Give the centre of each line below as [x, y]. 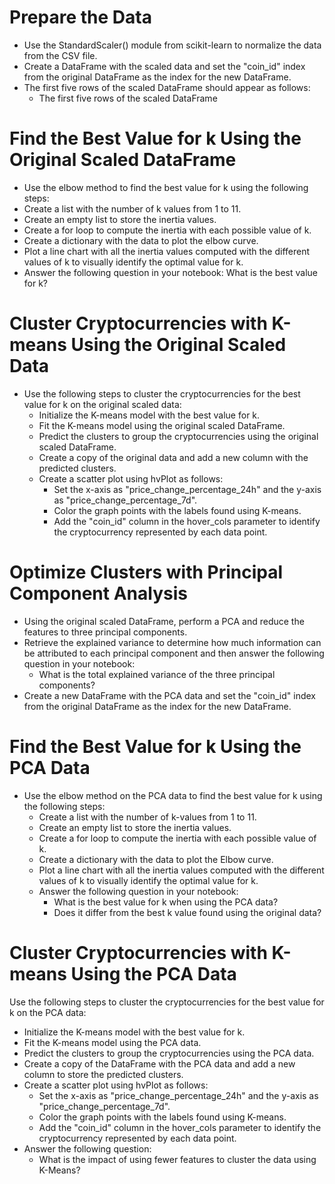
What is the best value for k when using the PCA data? [166, 902]
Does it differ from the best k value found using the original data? [187, 912]
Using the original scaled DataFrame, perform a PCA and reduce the [164, 621]
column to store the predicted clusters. [103, 1074]
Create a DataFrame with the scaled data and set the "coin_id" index [164, 66]
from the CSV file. [60, 55]
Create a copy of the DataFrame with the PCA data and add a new [159, 1063]
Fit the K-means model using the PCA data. [112, 1042]
